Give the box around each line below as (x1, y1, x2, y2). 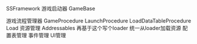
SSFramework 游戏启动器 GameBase (6, 5, 96, 12)
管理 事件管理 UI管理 (16, 32, 67, 39)
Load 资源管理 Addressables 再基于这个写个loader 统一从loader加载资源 (6, 25, 182, 31)
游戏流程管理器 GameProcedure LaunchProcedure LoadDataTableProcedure (6, 17, 192, 24)
